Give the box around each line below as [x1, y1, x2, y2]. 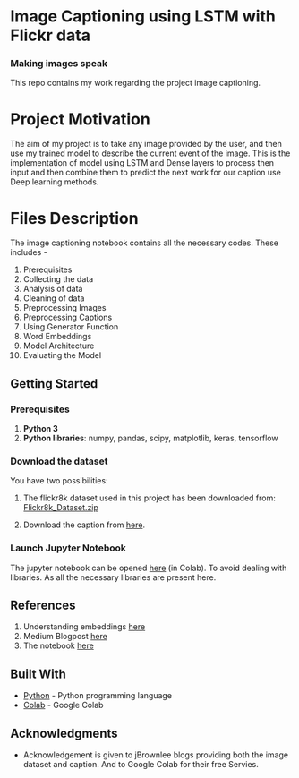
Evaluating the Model [22, 350, 102, 361]
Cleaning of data [22, 293, 85, 304]
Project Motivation [10, 109, 150, 129]
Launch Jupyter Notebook [10, 542, 126, 554]
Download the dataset [10, 455, 108, 467]
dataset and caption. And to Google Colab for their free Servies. [22, 759, 259, 770]
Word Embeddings [22, 331, 92, 342]
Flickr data [10, 25, 90, 46]
